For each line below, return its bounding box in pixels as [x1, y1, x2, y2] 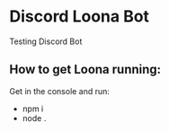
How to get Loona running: [9, 62, 162, 77]
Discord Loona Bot [9, 6, 150, 27]
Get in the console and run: [9, 85, 111, 96]
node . [22, 112, 47, 123]
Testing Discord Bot [9, 36, 83, 47]
